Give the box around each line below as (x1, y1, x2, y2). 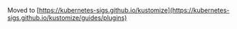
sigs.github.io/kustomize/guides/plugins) (7, 13, 127, 22)
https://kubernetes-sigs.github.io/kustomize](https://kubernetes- (38, 6, 230, 14)
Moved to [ (7, 6, 39, 14)
